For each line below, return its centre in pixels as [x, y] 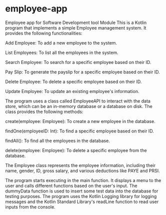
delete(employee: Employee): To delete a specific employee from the [76, 150]
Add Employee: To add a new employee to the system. [61, 42]
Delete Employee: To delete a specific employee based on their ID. [73, 81]
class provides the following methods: [44, 111]
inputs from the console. [30, 207]
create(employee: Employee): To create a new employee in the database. [80, 121]
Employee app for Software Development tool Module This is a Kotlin [76, 22]
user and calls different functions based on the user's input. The [71, 185]
